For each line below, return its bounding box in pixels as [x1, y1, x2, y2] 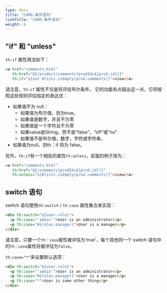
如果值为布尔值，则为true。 [20, 109, 78, 116]
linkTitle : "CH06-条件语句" [5, 17, 62, 22]
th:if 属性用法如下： [5, 57, 49, 63]
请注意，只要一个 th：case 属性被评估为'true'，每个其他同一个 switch [5, 236, 147, 243]
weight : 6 [5, 21, 26, 27]
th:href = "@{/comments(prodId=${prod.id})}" [12, 167, 106, 173]
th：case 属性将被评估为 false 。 [10, 243, 75, 249]
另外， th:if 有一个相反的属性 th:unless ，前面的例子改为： [5, 152, 127, 159]
